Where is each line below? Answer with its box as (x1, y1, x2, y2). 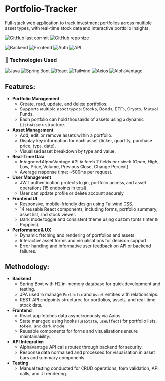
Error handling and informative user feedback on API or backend (19, 243, 151, 249)
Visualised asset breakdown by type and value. (19, 148, 116, 154)
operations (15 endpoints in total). (19, 185, 88, 191)
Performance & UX (12, 227, 52, 233)
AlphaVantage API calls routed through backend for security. (19, 344, 143, 350)
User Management (12, 174, 52, 180)
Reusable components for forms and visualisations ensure (19, 328, 138, 334)
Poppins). (19, 222, 40, 228)
